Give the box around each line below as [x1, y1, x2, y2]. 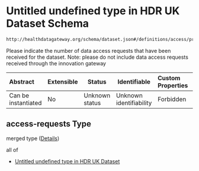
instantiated [9, 99, 42, 107]
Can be [9, 91, 30, 99]
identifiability [115, 99, 152, 107]
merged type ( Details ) [6, 135, 60, 142]
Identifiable [117, 77, 151, 85]
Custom [158, 74, 181, 82]
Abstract [9, 77, 34, 85]
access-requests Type [6, 119, 92, 129]
